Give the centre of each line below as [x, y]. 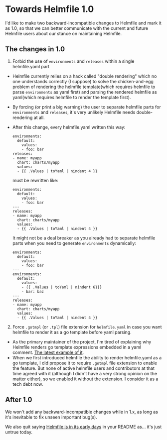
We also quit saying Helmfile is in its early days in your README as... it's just [83, 427]
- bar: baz [33, 291]
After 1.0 [19, 400]
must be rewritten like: [35, 180]
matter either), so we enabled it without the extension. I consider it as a [85, 379]
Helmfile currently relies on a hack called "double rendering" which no [84, 76]
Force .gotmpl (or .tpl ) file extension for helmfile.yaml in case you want [87, 327]
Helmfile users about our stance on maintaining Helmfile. [64, 33]
